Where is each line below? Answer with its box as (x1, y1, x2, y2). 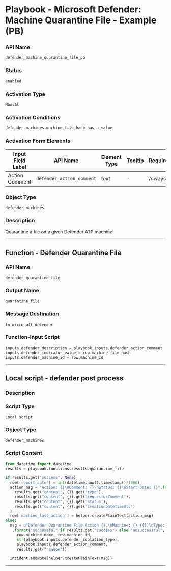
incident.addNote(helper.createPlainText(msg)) (10, 556, 113, 561)
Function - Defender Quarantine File (5, 248, 122, 257)
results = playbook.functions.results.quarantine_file (5, 466, 124, 471)
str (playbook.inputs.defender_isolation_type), (16, 537, 120, 542)
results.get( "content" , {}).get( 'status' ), (14, 499, 108, 504)
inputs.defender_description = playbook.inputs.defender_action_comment (5, 345, 163, 351)
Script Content (5, 450, 42, 457)
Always (149, 175, 166, 182)
